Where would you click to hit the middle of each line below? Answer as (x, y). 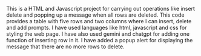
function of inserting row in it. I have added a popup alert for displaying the (100, 40)
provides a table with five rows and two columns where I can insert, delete (99, 21)
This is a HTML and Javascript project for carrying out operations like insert (101, 9)
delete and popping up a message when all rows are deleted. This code (95, 15)
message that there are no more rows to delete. (66, 46)
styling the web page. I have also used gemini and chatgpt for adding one (98, 34)
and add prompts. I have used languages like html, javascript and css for (97, 27)
